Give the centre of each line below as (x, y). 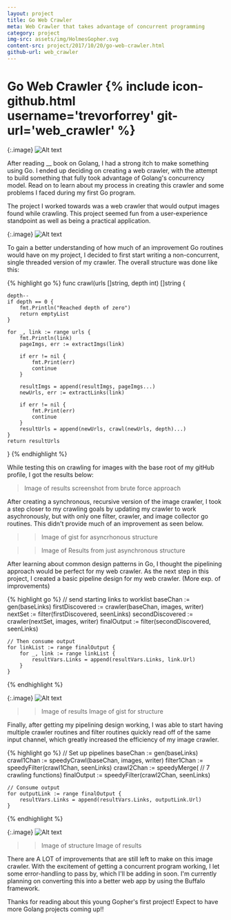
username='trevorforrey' (81, 116)
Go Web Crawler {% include (89, 87)
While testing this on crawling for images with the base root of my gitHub (111, 467)
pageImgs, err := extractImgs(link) (72, 344)
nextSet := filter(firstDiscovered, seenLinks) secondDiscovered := (100, 614)
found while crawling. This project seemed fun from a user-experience (108, 213)
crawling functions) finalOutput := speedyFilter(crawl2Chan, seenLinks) (109, 775)
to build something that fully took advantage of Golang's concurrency (106, 178)
